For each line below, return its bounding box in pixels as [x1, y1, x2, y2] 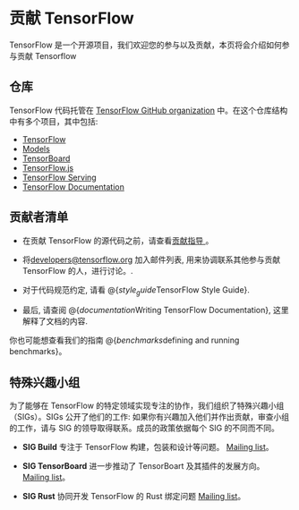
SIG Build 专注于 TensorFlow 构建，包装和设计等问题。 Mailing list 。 [21, 442, 274, 453]
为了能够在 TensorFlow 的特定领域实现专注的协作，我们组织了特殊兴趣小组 [9, 400, 285, 412]
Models [21, 143, 51, 154]
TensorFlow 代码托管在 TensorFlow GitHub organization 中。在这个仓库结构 [9, 105, 288, 115]
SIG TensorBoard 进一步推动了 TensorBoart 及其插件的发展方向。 [21, 461, 265, 472]
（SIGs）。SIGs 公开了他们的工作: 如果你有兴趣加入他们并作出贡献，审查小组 [9, 412, 290, 422]
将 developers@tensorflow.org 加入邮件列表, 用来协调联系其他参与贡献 [21, 254, 280, 265]
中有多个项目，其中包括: [9, 115, 98, 126]
